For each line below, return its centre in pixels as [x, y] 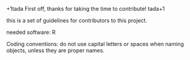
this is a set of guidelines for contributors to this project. [77, 20]
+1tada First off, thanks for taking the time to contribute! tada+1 [86, 9]
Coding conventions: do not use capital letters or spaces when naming [95, 44]
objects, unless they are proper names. [56, 50]
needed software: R [31, 32]
